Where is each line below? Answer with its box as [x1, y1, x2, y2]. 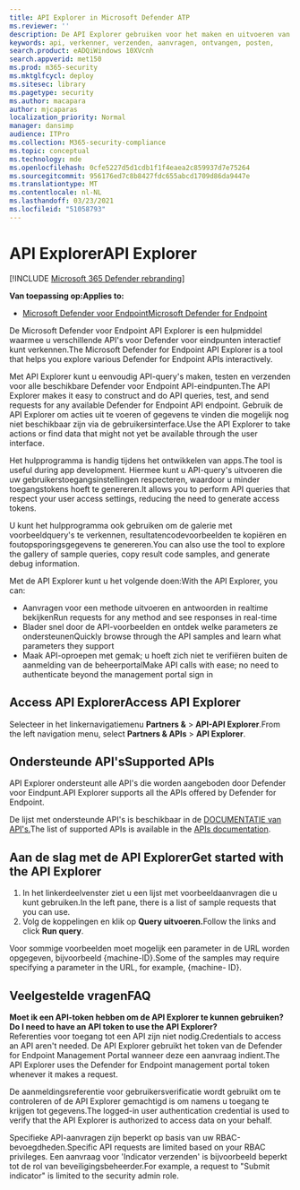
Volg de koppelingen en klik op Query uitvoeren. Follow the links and [21, 916, 277, 927]
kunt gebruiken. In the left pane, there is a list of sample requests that [21, 897, 277, 908]
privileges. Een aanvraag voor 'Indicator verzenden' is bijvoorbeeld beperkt [9, 1151, 288, 1161]
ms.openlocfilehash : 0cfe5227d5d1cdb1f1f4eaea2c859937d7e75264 [9, 163, 251, 172]
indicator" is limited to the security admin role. [9, 1170, 179, 1181]
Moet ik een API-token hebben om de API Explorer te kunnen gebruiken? [9, 1012, 284, 1022]
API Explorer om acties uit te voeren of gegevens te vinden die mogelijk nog [9, 409, 289, 419]
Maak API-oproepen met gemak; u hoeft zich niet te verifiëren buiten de [21, 650, 288, 660]
